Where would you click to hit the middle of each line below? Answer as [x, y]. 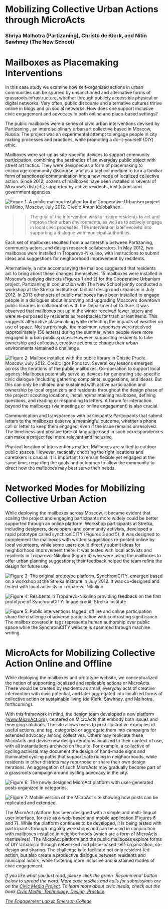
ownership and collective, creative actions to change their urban [72, 343]
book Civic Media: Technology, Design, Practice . [56, 891]
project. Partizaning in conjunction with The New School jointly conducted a [83, 284]
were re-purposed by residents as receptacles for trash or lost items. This [81, 316]
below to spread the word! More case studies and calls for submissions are [83, 881]
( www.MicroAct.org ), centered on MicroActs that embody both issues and [81, 719]
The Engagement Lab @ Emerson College [48, 901]
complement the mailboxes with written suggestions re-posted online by [80, 539]
